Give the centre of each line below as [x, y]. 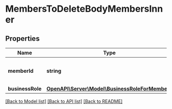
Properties [23, 38]
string [54, 71]
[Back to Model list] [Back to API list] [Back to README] [64, 101]
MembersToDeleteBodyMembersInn [84, 9]
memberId [21, 71]
